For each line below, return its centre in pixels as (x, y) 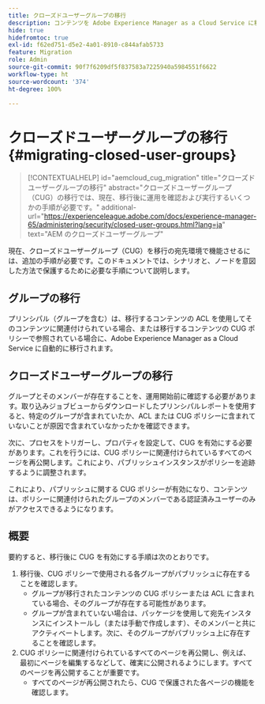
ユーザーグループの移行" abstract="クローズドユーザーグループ (130, 187)
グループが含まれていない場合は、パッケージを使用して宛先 (128, 613)
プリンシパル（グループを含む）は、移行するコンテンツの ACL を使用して (127, 319)
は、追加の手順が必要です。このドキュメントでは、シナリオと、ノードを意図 (132, 261)
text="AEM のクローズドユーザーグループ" (95, 234)
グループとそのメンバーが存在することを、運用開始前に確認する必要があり (129, 396)
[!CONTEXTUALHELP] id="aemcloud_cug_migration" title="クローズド (141, 178)
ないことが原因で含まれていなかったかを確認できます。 (105, 426)
